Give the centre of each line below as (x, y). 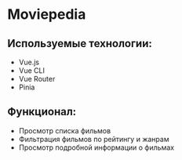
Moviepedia (47, 15)
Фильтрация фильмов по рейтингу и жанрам (94, 139)
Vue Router (37, 79)
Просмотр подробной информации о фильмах (96, 147)
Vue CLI (31, 71)
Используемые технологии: (80, 44)
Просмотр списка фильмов (65, 130)
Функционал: (42, 112)
